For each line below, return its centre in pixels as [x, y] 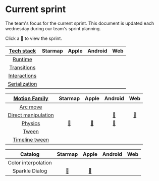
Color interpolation [30, 162]
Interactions [22, 76]
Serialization [22, 84]
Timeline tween [31, 140]
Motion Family [31, 98]
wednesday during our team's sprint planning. [53, 28]
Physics [31, 123]
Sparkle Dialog [30, 171]
